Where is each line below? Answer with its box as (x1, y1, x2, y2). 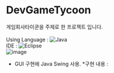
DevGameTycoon (6, 3, 92, 17)
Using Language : (6, 36, 49, 43)
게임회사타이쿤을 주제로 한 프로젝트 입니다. (6, 23, 103, 30)
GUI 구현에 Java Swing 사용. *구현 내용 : (14, 60, 108, 67)
